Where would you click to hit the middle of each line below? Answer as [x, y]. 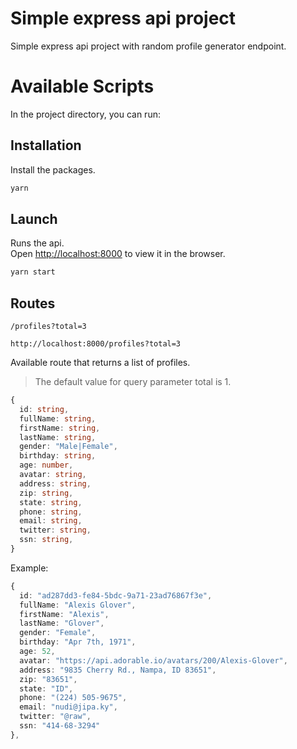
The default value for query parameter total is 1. [133, 382]
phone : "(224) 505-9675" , [73, 698]
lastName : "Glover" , [62, 623]
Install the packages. [53, 169]
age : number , [46, 465]
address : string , [55, 483]
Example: [29, 568]
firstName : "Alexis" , [64, 614]
